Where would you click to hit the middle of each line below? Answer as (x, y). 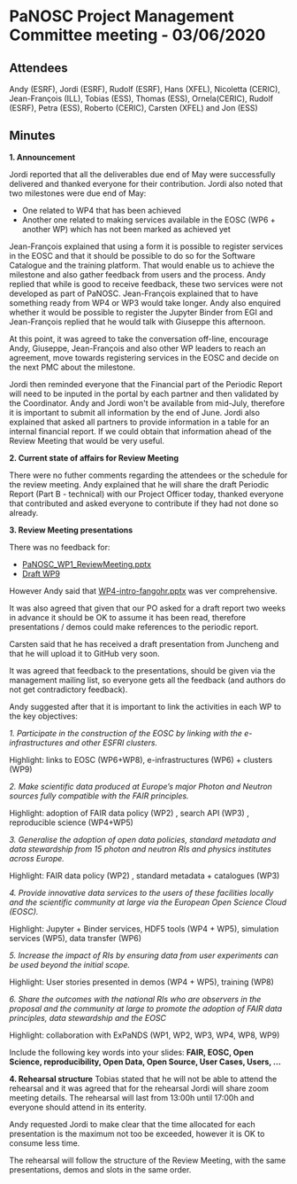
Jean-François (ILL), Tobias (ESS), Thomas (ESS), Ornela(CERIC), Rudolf (141, 98)
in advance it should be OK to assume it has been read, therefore (127, 617)
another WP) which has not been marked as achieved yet (126, 229)
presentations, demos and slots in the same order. (100, 1169)
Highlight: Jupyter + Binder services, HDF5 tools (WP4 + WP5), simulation (144, 929)
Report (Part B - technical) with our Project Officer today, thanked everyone (147, 494)
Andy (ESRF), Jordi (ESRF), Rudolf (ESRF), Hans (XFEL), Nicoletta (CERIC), (145, 89)
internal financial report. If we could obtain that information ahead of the (141, 431)
